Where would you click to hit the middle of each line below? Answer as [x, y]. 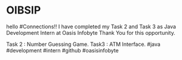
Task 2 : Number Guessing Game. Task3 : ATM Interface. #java [84, 44]
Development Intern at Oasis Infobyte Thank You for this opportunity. [91, 32]
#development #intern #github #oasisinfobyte [63, 50]
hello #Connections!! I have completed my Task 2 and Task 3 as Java [91, 26]
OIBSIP [24, 10]
